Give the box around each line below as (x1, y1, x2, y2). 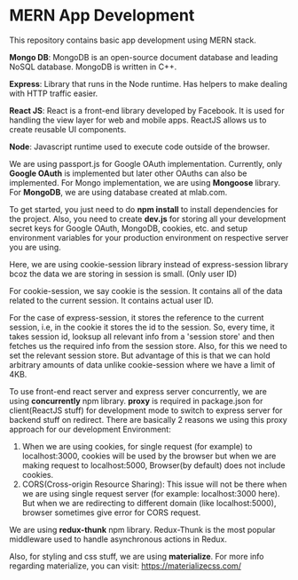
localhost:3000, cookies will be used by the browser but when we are (21, 450, 277, 461)
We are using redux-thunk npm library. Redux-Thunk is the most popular (9, 524, 276, 535)
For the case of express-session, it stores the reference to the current (9, 312, 264, 322)
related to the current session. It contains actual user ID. (9, 295, 215, 306)
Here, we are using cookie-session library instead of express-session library (9, 258, 288, 269)
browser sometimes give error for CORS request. (21, 507, 201, 518)
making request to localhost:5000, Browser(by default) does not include (21, 459, 286, 471)
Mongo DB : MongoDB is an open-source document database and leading (9, 52, 278, 62)
